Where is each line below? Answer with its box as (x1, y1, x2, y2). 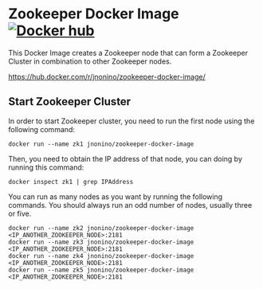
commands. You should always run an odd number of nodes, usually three (8, 200, 253, 209)
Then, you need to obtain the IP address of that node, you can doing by (8, 154, 243, 163)
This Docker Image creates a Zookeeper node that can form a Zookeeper (8, 48, 249, 57)
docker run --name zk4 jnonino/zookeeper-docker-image (8, 252, 194, 260)
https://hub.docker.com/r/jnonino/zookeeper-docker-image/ (8, 72, 206, 81)
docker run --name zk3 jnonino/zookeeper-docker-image (8, 238, 194, 246)
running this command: (8, 162, 84, 172)
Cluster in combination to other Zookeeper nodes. (8, 57, 172, 66)
